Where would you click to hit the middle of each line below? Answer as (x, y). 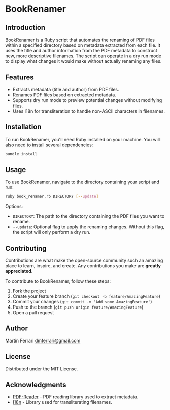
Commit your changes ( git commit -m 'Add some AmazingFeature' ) (82, 302)
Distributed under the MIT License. (42, 369)
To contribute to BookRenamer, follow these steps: (58, 281)
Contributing (26, 248)
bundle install (21, 154)
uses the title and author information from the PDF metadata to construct (81, 50)
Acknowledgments (36, 385)
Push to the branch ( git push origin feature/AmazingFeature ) (78, 307)
